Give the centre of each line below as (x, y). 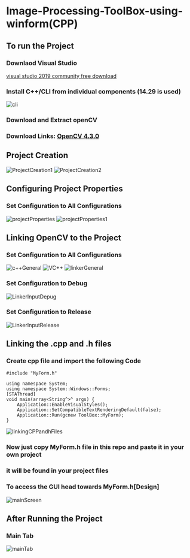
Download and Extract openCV (52, 120)
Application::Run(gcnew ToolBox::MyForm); (71, 415)
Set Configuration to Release (49, 312)
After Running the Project (54, 519)
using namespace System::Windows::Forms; (59, 389)
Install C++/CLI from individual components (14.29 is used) (94, 91)
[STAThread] (21, 394)
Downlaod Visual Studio (42, 63)
